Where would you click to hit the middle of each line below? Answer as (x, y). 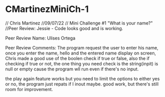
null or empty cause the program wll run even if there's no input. (72, 69)
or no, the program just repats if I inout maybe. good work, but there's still (82, 84)
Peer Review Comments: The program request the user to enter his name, (82, 47)
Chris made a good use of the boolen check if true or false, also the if (77, 58)
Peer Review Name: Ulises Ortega (40, 38)
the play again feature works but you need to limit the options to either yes (82, 78)
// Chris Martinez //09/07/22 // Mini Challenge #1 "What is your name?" (79, 23)
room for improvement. (29, 89)
